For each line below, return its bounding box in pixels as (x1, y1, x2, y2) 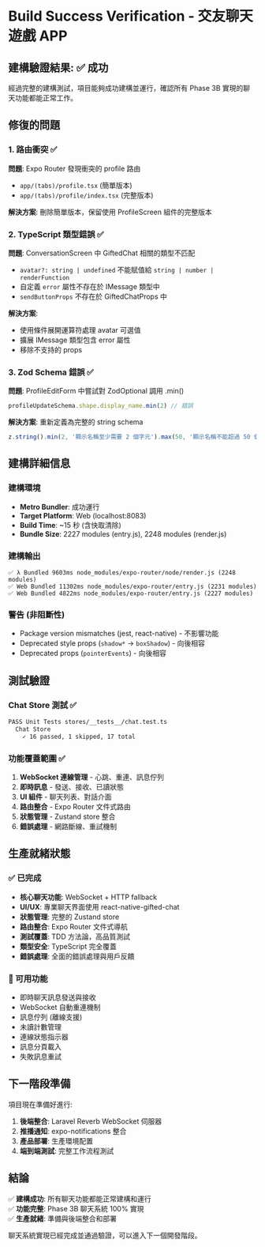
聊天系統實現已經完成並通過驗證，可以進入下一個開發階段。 (8, 1230, 202, 1240)
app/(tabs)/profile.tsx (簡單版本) (19, 180, 132, 190)
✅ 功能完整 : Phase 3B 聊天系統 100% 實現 (8, 1204, 144, 1213)
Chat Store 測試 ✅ (8, 699, 77, 710)
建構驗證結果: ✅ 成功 (8, 61, 109, 74)
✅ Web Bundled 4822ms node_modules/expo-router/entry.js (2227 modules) (8, 590, 254, 597)
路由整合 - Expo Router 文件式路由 (19, 801, 132, 811)
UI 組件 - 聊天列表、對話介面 (19, 792, 112, 801)
